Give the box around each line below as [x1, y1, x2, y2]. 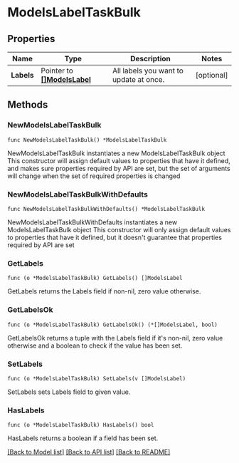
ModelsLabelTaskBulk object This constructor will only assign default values [7, 225, 231, 234]
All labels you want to [112, 66, 184, 76]
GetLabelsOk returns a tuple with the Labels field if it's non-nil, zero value [7, 333, 223, 342]
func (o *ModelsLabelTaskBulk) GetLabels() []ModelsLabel [7, 275, 183, 282]
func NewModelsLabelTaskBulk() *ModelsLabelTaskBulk [7, 136, 167, 143]
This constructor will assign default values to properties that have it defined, [7, 156, 231, 165]
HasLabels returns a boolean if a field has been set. [7, 434, 159, 442]
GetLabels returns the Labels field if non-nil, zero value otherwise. [7, 287, 201, 296]
